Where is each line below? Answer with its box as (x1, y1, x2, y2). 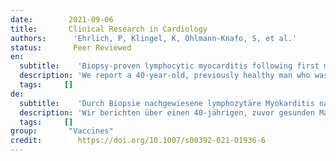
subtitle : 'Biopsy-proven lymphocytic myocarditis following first (19, 61, 320, 71)
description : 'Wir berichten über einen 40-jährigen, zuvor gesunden (19, 107, 315, 118)
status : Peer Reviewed (10, 42, 132, 53)
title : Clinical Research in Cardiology (10, 24, 208, 34)
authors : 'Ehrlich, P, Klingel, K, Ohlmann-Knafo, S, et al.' (10, 33, 298, 43)
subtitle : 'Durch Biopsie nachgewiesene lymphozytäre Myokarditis (19, 98, 315, 108)
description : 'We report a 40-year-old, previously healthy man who (19, 71, 311, 81)
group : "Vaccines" (10, 126, 114, 136)
